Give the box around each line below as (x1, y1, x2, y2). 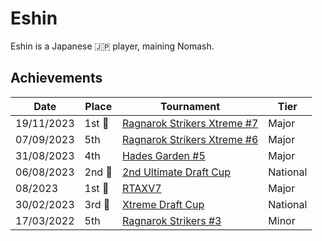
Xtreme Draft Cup (121, 197, 205, 211)
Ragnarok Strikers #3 (121, 213, 222, 227)
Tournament (160, 99, 221, 113)
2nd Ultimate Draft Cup (121, 165, 232, 179)
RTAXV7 (121, 181, 162, 195)
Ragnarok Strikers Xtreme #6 (121, 132, 259, 146)
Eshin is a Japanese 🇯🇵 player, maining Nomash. (10, 40, 215, 52)
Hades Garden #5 (121, 148, 206, 162)
